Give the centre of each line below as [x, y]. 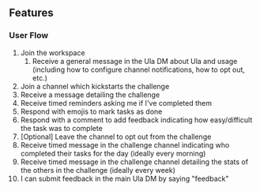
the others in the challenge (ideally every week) [98, 170]
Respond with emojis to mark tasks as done [91, 111]
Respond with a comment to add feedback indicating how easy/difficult [136, 120]
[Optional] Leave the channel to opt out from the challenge [116, 137]
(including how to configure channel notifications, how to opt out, [139, 69]
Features [31, 13]
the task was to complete [62, 128]
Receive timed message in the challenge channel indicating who [125, 144]
